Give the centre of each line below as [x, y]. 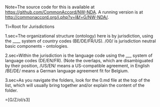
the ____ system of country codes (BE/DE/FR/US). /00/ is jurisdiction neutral [80, 41]
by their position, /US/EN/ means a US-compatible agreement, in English [77, 66]
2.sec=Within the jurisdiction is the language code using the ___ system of [79, 55]
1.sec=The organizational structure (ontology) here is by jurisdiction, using [79, 36]
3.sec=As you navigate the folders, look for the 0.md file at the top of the [78, 80]
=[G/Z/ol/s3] [17, 100]
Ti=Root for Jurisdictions [30, 27]
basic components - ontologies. [37, 46]
